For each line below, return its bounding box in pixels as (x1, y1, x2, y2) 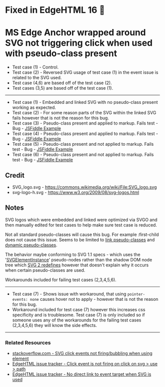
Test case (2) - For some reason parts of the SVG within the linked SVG (12, 110, 156, 116)
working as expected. (12, 104, 56, 110)
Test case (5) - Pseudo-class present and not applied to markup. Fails (12, 141, 154, 147)
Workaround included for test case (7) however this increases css (12, 306, 146, 312)
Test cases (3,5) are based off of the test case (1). (12, 85, 113, 91)
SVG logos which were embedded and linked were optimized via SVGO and (5, 217, 158, 223)
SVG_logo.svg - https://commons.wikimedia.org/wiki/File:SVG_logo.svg (12, 184, 157, 190)
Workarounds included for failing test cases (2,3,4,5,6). (5, 277, 117, 283)
